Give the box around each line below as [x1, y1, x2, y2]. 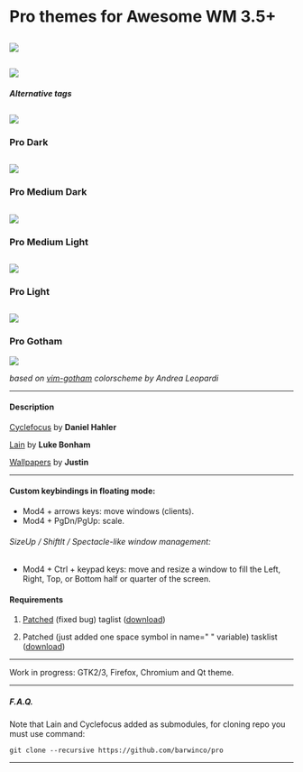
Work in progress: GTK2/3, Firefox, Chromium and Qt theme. [9, 667, 234, 678]
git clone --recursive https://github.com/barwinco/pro [9, 746, 224, 755]
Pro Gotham [9, 335, 63, 348]
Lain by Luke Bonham [9, 439, 91, 450]
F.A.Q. [9, 696, 33, 707]
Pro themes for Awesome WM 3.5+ [9, 6, 277, 27]
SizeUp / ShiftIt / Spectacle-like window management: [9, 536, 211, 547]
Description [9, 401, 55, 412]
